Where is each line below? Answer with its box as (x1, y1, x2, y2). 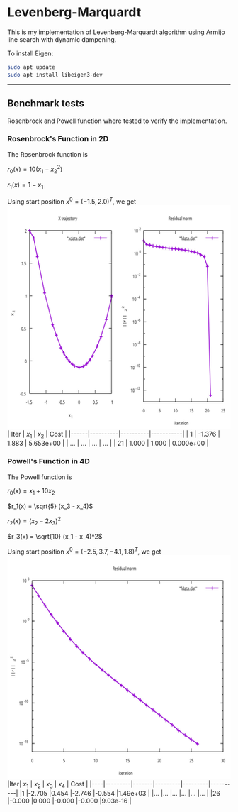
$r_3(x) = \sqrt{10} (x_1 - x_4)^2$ (7, 532, 103, 541)
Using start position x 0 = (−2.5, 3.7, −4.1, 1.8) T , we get (7, 546, 161, 556)
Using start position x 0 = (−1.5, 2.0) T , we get (7, 196, 137, 206)
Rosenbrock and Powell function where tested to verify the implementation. (7, 116, 227, 125)
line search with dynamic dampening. (7, 35, 117, 43)
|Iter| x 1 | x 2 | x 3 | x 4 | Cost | (7, 779, 89, 790)
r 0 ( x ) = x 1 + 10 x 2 (7, 486, 55, 497)
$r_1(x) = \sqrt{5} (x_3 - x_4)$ (7, 502, 93, 510)
